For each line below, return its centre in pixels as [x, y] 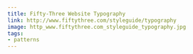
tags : [15, 33]
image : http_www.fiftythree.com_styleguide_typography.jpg [97, 27]
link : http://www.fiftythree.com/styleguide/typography [92, 20]
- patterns [24, 40]
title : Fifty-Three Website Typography [67, 14]
